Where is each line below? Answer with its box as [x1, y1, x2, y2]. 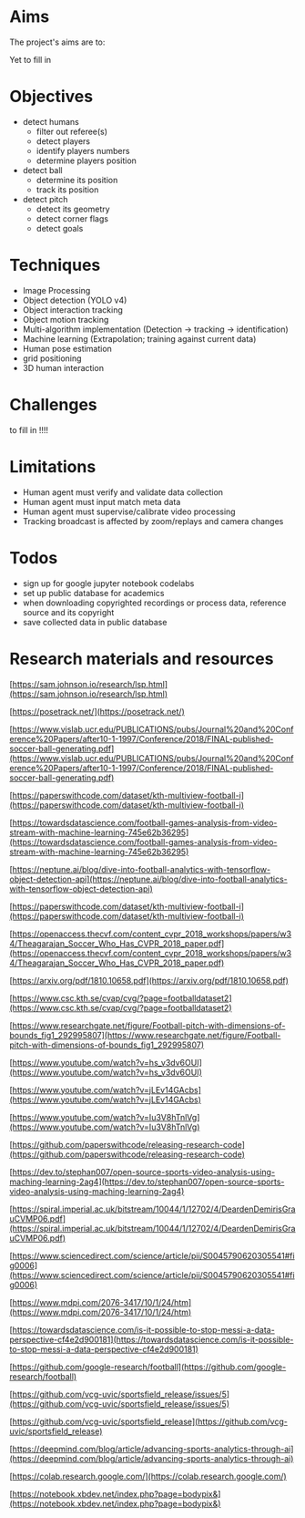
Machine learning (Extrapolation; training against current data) [22, 333, 257, 344]
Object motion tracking [22, 314, 109, 325]
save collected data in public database [22, 616, 168, 627]
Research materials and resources [9, 648, 274, 669]
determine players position [36, 155, 137, 166]
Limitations [9, 456, 97, 477]
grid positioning [22, 353, 82, 364]
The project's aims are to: [9, 36, 106, 47]
